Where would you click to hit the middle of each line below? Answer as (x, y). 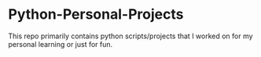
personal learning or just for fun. (61, 44)
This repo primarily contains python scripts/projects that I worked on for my (130, 36)
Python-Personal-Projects (96, 14)
